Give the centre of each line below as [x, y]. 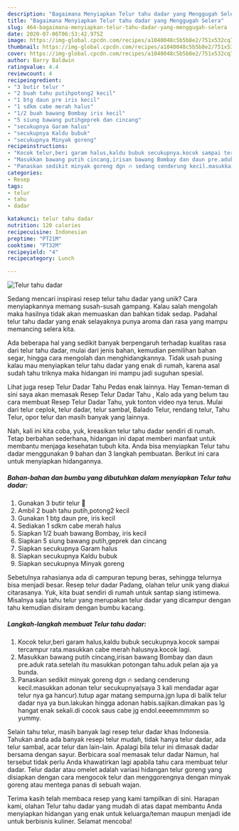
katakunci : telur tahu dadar [51, 219]
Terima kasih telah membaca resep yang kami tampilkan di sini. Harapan [113, 799]
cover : [17, 54]
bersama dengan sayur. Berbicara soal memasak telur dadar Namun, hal [113, 755]
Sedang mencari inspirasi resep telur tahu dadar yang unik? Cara [102, 299]
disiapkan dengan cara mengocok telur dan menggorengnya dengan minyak [119, 778]
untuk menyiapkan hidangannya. [55, 461]
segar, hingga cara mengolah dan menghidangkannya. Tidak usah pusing [115, 358]
